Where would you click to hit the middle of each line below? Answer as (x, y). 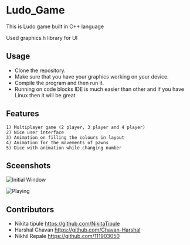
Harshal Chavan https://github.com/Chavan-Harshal (77, 230)
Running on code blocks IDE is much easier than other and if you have (99, 89)
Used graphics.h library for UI (42, 38)
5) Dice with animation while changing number (64, 148)
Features (23, 114)
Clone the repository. (40, 70)
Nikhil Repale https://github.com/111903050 (67, 236)
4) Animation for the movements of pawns (57, 142)
